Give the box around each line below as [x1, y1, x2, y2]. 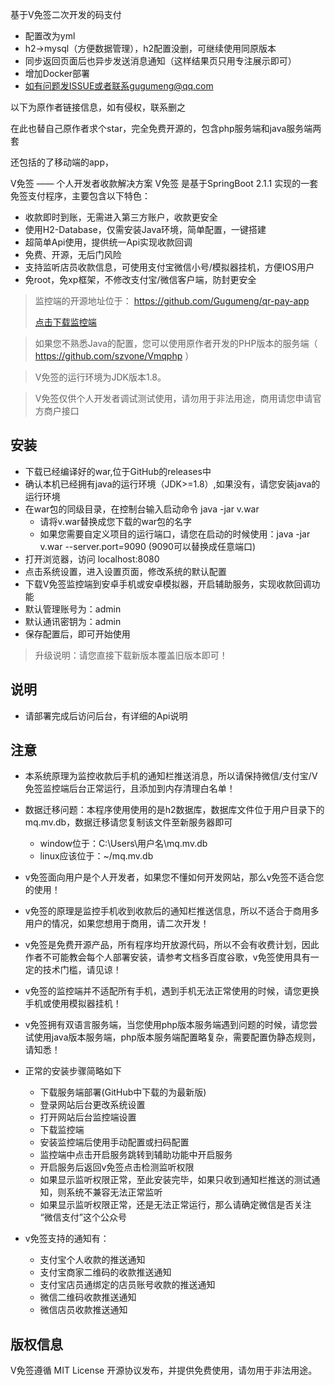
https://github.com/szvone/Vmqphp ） [34, 350, 195, 362]
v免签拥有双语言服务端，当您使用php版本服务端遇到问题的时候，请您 [24, 1019, 310, 1031]
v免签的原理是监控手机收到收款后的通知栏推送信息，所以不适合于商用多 [24, 905, 320, 917]
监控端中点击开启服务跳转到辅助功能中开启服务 [39, 1149, 233, 1161]
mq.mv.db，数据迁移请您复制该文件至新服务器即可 [24, 816, 233, 828]
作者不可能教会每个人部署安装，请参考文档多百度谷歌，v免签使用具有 [24, 951, 311, 963]
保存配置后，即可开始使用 [24, 628, 131, 640]
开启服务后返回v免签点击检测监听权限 [39, 1161, 195, 1173]
